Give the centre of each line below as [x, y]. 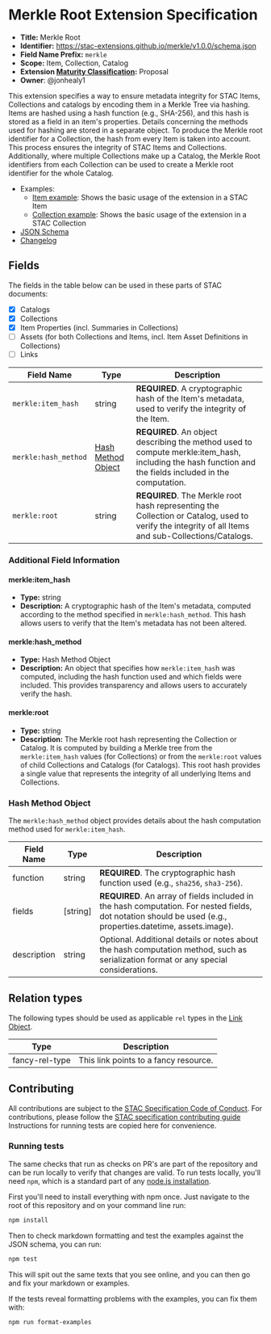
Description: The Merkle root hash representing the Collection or [128, 739]
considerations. [129, 970]
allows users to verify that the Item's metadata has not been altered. [133, 623]
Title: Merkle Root [50, 37]
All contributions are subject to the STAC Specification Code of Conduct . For [135, 1108]
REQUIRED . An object [177, 432]
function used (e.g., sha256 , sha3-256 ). [171, 882]
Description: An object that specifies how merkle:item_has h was [127, 668]
